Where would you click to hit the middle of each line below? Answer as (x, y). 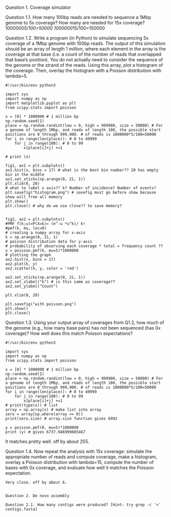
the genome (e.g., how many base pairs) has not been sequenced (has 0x (83, 328)
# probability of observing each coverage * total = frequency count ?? (84, 246)
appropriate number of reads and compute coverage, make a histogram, (81, 457)
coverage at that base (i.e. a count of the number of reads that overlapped (83, 54)
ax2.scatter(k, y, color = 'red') (42, 268)
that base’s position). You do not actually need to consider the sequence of (84, 60)
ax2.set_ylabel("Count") (32, 286)
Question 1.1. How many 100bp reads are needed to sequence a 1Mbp (78, 17)
